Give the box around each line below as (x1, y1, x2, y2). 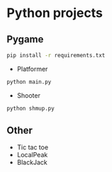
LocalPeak (16, 151, 48, 159)
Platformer (16, 64, 48, 73)
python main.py (6, 78, 52, 86)
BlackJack (16, 158, 47, 167)
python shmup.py (6, 105, 55, 112)
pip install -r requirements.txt (6, 52, 106, 59)
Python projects (6, 5, 103, 21)
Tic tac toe (16, 143, 49, 151)
